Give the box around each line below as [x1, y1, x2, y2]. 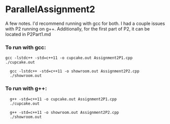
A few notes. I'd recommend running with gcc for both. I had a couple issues [5, 20, 165, 26]
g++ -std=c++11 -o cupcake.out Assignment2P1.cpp [10, 97, 117, 102]
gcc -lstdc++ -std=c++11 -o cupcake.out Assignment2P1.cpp [5, 55, 133, 60]
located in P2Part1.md [5, 31, 51, 37]
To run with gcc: [5, 44, 46, 51]
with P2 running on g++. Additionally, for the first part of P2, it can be [5, 25, 150, 32]
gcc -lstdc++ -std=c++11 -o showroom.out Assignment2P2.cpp [10, 69, 140, 74]
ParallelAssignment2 [5, 4, 95, 15]
